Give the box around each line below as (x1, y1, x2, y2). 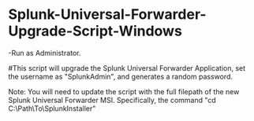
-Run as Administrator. (8, 48, 81, 57)
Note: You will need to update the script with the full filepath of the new (8, 86, 240, 96)
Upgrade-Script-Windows (8, 22, 183, 40)
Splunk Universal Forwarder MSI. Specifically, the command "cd (8, 95, 217, 104)
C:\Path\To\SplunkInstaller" (8, 104, 96, 113)
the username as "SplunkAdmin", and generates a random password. (8, 71, 233, 81)
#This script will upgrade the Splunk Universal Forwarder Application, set (8, 63, 246, 72)
